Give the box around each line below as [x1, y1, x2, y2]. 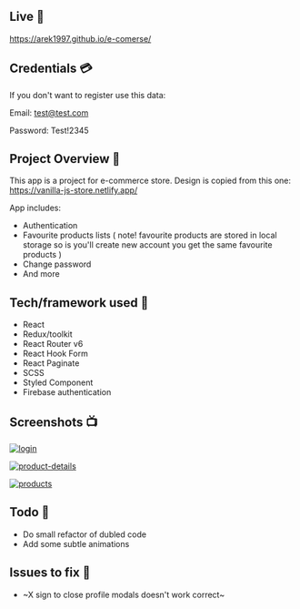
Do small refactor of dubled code [22, 529, 147, 540]
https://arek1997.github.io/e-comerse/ [9, 33, 152, 44]
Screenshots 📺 [9, 414, 98, 430]
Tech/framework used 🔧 [9, 295, 149, 310]
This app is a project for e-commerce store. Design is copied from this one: [9, 175, 291, 187]
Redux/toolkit [22, 329, 73, 340]
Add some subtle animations [22, 538, 130, 549]
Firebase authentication [22, 387, 112, 398]
